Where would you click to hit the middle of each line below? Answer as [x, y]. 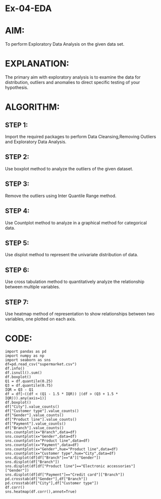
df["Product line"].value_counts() [41, 419]
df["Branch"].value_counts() [34, 428]
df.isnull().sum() [24, 373]
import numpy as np [25, 356]
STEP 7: [17, 302]
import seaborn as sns [28, 360]
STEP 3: [17, 184]
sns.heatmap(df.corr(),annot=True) [41, 491]
